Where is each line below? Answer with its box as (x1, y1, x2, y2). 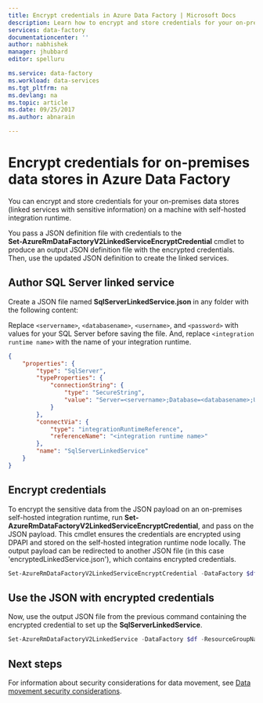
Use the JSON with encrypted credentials (8, 591, 215, 604)
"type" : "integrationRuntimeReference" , (49, 425, 184, 433)
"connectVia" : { (36, 417, 89, 426)
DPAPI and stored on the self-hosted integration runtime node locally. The (8, 537, 247, 547)
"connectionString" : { (49, 381, 124, 389)
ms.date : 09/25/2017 (8, 106, 76, 114)
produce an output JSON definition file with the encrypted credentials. (8, 245, 235, 254)
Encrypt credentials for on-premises (8, 154, 250, 172)
